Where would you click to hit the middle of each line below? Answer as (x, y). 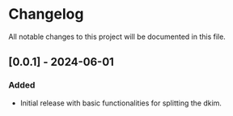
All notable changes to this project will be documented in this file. (117, 37)
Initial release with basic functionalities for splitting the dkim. (121, 103)
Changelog (46, 14)
